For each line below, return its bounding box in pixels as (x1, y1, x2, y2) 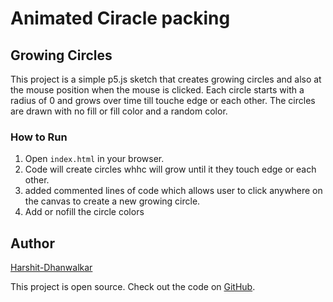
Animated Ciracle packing (10, 7, 231, 30)
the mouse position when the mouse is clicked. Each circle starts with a (10, 84, 305, 96)
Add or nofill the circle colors (24, 206, 145, 218)
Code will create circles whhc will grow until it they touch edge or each (24, 163, 317, 176)
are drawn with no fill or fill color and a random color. (10, 105, 228, 117)
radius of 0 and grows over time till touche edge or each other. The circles (10, 95, 316, 106)
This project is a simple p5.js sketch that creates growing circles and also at (10, 73, 322, 85)
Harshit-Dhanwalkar (10, 262, 93, 274)
